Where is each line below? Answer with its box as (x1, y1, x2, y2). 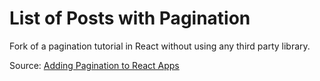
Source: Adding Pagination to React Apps (9, 59, 180, 71)
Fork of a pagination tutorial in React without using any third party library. (9, 40, 311, 52)
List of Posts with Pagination (9, 7, 251, 30)
